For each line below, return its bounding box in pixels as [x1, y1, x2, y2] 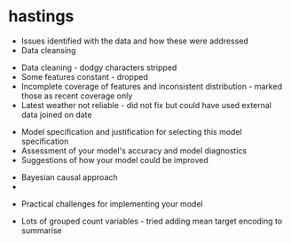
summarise [20, 224, 63, 236]
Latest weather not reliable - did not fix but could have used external [20, 99, 272, 110]
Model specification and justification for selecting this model [20, 126, 242, 137]
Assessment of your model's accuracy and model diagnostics [20, 145, 248, 156]
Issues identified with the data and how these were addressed [20, 35, 249, 46]
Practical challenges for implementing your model [20, 198, 203, 209]
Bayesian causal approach [20, 171, 118, 183]
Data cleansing [20, 44, 76, 55]
